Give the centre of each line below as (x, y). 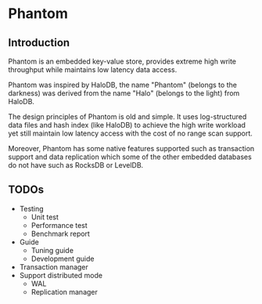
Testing (32, 208)
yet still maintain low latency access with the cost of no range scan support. (130, 133)
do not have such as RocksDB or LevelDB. (76, 165)
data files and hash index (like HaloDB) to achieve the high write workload (127, 125)
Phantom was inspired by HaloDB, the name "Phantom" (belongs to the (122, 85)
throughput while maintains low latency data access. (93, 70)
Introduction (39, 43)
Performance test (59, 225)
